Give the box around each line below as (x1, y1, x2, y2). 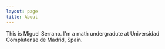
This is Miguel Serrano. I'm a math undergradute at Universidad (6, 30, 160, 37)
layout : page (6, 8, 38, 15)
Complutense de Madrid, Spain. (6, 36, 83, 43)
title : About (6, 14, 38, 20)
